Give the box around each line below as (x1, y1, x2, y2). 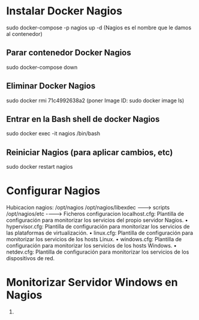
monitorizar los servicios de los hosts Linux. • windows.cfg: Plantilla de (6, 236, 182, 243)
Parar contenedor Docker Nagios (6, 48, 131, 58)
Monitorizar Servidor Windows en (6, 276, 178, 289)
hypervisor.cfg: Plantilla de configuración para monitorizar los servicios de (6, 223, 190, 230)
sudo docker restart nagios (6, 163, 73, 170)
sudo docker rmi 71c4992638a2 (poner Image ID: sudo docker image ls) (6, 97, 185, 104)
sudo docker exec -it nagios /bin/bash (6, 130, 101, 137)
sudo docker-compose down (6, 63, 78, 71)
